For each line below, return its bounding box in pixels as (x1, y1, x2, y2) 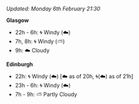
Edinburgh (6, 61, 33, 68)
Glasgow (6, 17, 29, 23)
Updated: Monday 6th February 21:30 (6, 5, 101, 12)
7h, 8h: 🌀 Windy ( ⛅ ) (15, 38, 65, 44)
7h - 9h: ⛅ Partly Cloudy (15, 91, 77, 98)
